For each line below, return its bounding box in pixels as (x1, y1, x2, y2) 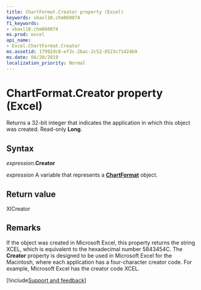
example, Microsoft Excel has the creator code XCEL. (6, 264, 140, 272)
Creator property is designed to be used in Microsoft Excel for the (6, 252, 172, 259)
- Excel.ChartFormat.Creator (6, 43, 80, 49)
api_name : (6, 37, 32, 43)
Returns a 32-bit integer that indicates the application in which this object (6, 119, 191, 127)
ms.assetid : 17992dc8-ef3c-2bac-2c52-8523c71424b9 (6, 49, 138, 55)
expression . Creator (6, 160, 55, 167)
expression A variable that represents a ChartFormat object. (6, 171, 158, 179)
